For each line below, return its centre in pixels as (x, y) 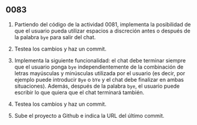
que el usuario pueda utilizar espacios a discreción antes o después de (102, 31)
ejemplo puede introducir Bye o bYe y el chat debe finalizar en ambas (99, 79)
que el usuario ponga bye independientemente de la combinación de (99, 67)
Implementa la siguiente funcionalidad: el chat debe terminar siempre (100, 60)
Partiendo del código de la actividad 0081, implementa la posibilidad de (102, 24)
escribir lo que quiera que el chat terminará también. (79, 92)
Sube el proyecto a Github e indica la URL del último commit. (89, 115)
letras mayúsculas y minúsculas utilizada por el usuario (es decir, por (100, 73)
